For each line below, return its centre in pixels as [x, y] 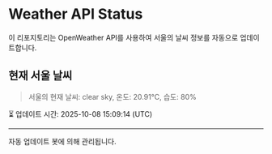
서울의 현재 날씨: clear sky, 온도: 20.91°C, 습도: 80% [112, 96]
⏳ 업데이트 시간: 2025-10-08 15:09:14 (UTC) [81, 113]
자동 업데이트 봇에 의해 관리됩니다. [62, 141]
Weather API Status [76, 14]
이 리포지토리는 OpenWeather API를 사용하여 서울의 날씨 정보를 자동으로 [123, 37]
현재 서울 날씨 [40, 76]
